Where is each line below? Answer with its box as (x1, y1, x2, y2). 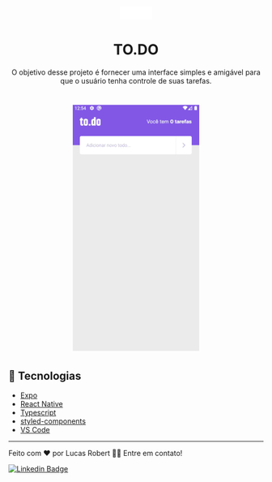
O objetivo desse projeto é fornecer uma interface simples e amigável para (11, 67, 261, 77)
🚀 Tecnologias (8, 368, 82, 383)
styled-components (19, 416, 87, 426)
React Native (19, 398, 63, 408)
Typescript (19, 407, 57, 417)
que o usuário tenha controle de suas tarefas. (60, 75, 212, 85)
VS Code (19, 424, 50, 434)
